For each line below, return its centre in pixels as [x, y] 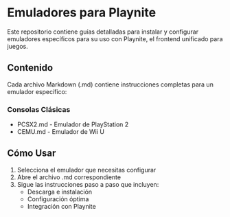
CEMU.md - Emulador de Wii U [61, 132]
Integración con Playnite [61, 206]
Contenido [30, 68]
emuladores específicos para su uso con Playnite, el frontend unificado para [115, 38]
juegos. [18, 46]
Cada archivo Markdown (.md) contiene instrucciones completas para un [111, 84]
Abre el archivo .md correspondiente [69, 177]
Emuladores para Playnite [82, 13]
